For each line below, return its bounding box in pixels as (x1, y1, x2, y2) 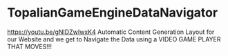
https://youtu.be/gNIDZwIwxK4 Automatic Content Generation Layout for (7, 28, 215, 36)
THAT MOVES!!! (7, 42, 52, 50)
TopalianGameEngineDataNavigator (7, 5, 218, 21)
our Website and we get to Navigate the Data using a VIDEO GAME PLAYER (7, 35, 221, 43)
